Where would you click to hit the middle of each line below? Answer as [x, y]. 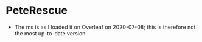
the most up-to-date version [50, 33]
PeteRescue [37, 10]
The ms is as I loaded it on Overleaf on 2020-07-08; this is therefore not [105, 27]
